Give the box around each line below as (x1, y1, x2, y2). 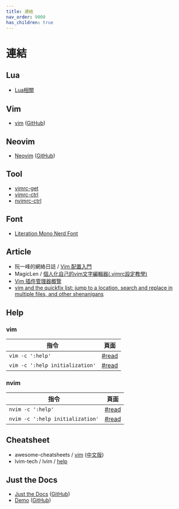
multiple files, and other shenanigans (14, 291, 104, 298)
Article (6, 247, 32, 257)
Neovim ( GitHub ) (14, 152, 56, 159)
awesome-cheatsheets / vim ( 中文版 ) (14, 451, 104, 459)
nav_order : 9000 (6, 14, 46, 20)
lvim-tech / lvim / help (14, 458, 68, 465)
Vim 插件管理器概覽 (14, 278, 62, 285)
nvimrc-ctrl (14, 197, 42, 204)
